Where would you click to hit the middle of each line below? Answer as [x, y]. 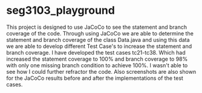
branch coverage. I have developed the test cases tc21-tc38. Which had [96, 52]
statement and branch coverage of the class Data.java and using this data [98, 40]
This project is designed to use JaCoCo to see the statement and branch [97, 27]
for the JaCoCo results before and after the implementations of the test [95, 78]
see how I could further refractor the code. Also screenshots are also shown [101, 71]
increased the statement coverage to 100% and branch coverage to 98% [97, 59]
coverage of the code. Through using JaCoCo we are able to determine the [100, 33]
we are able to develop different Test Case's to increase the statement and [99, 46]
